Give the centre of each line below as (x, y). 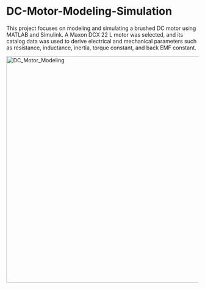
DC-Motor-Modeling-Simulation (89, 11)
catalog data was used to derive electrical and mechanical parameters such (102, 41)
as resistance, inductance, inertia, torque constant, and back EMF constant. (101, 48)
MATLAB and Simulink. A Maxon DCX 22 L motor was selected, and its (95, 34)
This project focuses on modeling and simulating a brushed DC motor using (101, 28)
